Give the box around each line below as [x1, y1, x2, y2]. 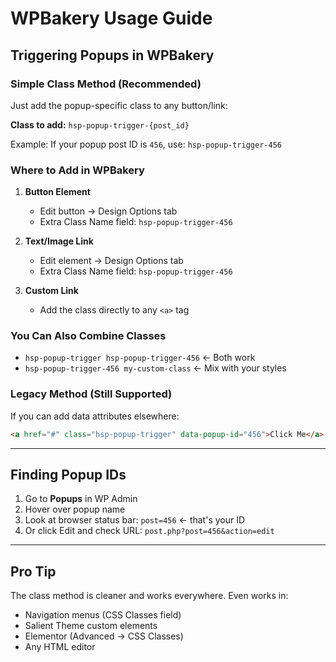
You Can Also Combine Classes [10, 329, 167, 343]
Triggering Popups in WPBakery [10, 47, 215, 64]
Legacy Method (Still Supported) [10, 387, 173, 401]
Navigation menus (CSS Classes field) [24, 609, 182, 621]
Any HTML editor [24, 641, 96, 653]
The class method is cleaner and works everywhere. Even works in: [10, 590, 289, 602]
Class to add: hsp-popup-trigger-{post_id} [10, 118, 190, 131]
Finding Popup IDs [10, 467, 127, 484]
